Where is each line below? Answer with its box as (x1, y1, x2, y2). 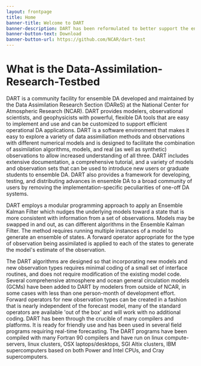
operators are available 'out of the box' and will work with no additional (6, 309, 181, 316)
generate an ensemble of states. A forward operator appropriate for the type (6, 233, 194, 240)
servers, (6, 340, 27, 347)
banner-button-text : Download (6, 31, 82, 37)
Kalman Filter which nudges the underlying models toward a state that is (6, 208, 184, 215)
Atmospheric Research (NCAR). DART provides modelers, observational (6, 107, 184, 114)
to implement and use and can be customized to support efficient (6, 120, 167, 127)
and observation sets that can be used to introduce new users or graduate (6, 164, 190, 172)
